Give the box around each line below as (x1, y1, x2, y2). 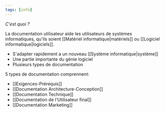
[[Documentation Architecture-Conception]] (12, 86, 103, 92)
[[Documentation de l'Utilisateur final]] (12, 97, 91, 103)
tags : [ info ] (5, 7, 32, 12)
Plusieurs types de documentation (12, 61, 83, 67)
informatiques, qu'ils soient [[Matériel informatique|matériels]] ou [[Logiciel (5, 36, 160, 42)
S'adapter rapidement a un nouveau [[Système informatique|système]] (12, 51, 158, 57)
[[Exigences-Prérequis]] (12, 81, 62, 87)
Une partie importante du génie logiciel (12, 56, 93, 62)
